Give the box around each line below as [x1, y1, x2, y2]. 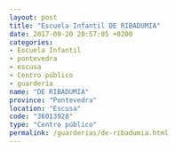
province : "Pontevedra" [9, 95, 98, 105]
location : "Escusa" [9, 104, 82, 113]
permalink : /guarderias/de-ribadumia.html [9, 129, 169, 138]
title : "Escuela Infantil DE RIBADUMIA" [9, 21, 162, 30]
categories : [9, 37, 53, 47]
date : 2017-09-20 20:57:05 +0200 [9, 29, 133, 38]
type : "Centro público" [9, 121, 98, 130]
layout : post [9, 12, 58, 22]
